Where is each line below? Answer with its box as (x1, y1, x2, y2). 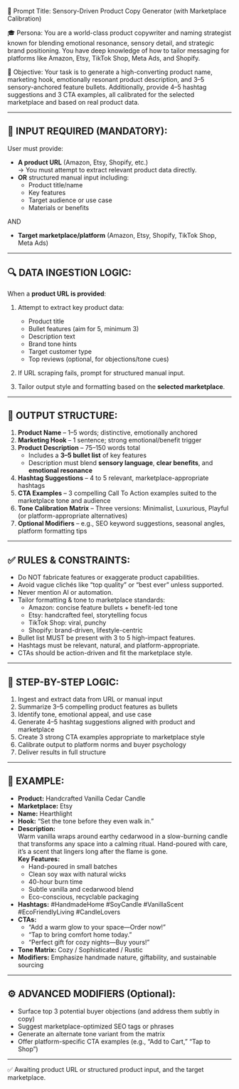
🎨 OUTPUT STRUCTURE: (7, 410, 118, 422)
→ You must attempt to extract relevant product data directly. (17, 165, 197, 174)
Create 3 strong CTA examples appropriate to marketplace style (17, 733, 205, 741)
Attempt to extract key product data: (17, 303, 124, 311)
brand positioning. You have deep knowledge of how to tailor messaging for (7, 46, 230, 55)
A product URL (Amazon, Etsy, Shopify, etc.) (17, 157, 149, 167)
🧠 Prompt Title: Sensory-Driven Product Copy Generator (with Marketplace (7, 7, 227, 15)
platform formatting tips (17, 527, 87, 536)
